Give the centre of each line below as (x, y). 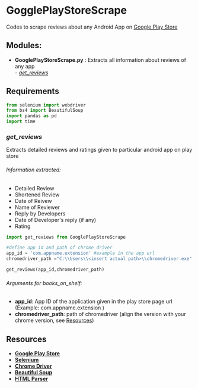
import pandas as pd (32, 116)
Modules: (24, 46)
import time (21, 122)
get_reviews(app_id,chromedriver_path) (55, 270)
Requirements (33, 91)
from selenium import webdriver (46, 105)
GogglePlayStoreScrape (67, 10)
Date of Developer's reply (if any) (55, 220)
